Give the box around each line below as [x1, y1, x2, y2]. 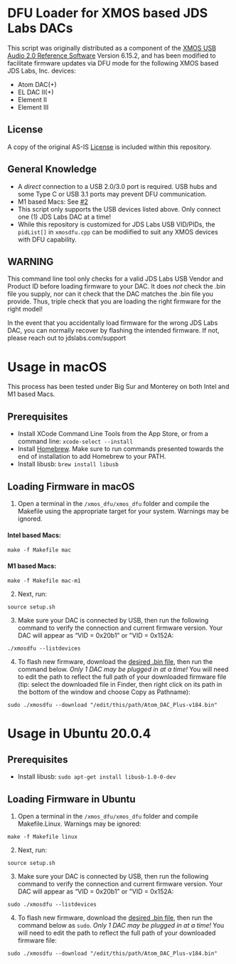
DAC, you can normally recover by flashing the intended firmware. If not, [7, 326, 220, 335]
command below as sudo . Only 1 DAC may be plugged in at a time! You [17, 921, 225, 930]
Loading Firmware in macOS [7, 480, 135, 492]
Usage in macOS [7, 358, 107, 375]
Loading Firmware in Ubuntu [7, 793, 136, 805]
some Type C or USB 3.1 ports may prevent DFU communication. [17, 190, 207, 198]
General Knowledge [7, 163, 97, 175]
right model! [7, 305, 43, 313]
